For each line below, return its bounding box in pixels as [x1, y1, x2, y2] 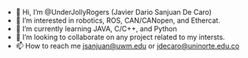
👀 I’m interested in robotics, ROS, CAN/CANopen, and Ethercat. [15, 16, 220, 25]
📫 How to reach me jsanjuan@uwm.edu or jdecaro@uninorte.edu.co [15, 42, 240, 50]
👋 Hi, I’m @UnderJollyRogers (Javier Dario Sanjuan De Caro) [15, 8, 213, 16]
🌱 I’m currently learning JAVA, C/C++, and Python [15, 24, 177, 33]
